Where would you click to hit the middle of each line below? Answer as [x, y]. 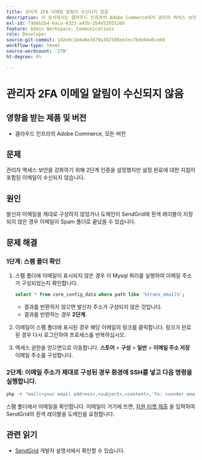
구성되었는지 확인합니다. [50, 283]
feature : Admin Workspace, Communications [60, 29]
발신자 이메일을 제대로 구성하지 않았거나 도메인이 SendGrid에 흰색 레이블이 [94, 214]
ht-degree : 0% [24, 57]
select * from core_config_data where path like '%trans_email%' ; [100, 294]
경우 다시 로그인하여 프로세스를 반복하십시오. [74, 334]
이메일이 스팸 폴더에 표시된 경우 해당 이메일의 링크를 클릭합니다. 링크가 [97, 327]
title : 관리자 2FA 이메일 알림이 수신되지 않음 [57, 12]
